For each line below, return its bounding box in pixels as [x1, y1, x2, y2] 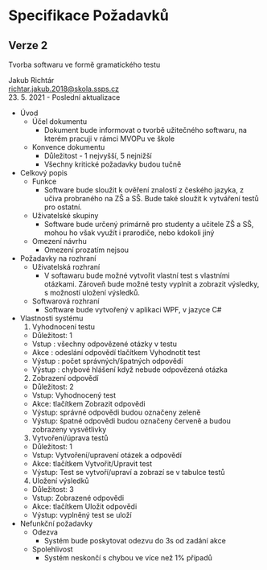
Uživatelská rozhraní [31, 262, 101, 271]
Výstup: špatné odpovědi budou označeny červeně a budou [31, 416, 231, 425]
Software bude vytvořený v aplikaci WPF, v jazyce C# [43, 305, 222, 314]
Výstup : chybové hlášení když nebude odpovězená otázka [31, 365, 228, 374]
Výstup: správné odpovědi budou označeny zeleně [31, 407, 201, 417]
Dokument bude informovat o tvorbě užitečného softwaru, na [43, 126, 248, 134]
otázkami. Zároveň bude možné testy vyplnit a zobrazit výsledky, [43, 279, 260, 288]
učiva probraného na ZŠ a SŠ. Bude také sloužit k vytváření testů [43, 194, 259, 203]
